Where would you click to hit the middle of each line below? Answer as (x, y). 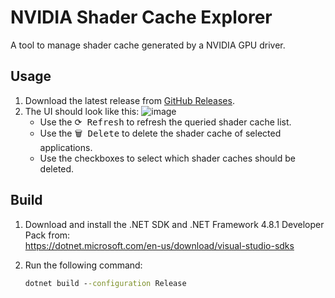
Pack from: (47, 235)
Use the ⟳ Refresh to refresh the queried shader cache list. (165, 122)
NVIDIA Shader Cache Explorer (141, 17)
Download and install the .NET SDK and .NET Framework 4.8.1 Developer (174, 224)
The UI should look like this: (82, 111)
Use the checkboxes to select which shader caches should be (167, 158)
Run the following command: (83, 265)
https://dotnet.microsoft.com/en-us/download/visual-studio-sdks (159, 245)
